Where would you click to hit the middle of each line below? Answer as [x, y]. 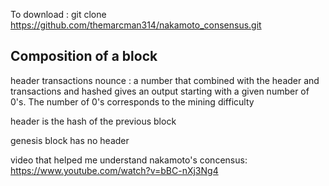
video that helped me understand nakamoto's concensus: [129, 160]
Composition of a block [84, 56]
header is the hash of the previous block [93, 121]
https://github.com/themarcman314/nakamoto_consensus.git [136, 25]
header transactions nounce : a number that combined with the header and [165, 80]
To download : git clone [58, 14]
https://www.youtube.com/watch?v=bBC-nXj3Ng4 [114, 170]
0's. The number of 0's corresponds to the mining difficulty [132, 101]
